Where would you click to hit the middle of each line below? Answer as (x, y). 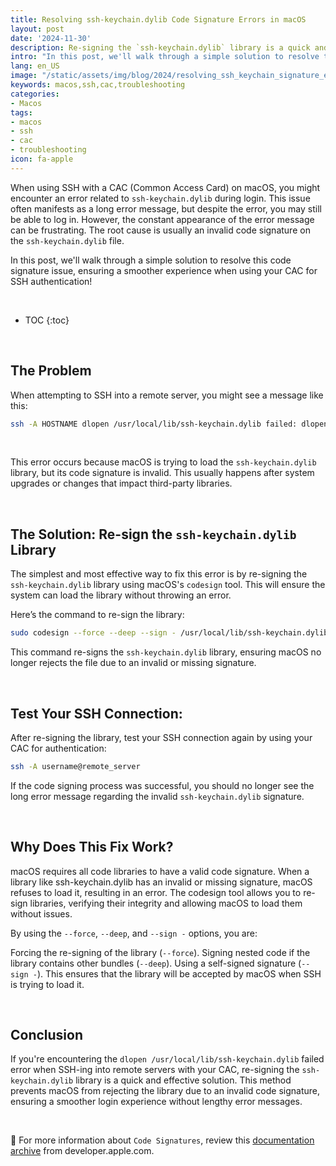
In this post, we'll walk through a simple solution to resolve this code (151, 260)
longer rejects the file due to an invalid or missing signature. (133, 663)
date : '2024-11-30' (51, 38)
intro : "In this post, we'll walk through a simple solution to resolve (165, 57)
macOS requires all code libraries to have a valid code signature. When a (160, 871)
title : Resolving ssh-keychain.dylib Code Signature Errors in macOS (158, 19)
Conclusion (47, 1035)
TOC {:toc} (47, 320)
